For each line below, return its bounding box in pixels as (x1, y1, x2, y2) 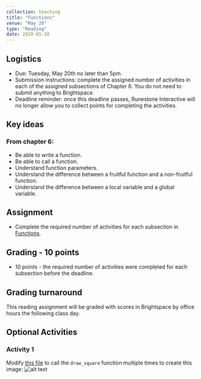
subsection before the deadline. (14, 270, 94, 277)
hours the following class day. (6, 309, 80, 317)
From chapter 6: (6, 137, 54, 146)
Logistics (6, 54, 42, 64)
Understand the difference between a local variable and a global (14, 183, 175, 190)
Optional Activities (6, 327, 78, 337)
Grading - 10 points (6, 247, 79, 258)
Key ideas (6, 119, 44, 130)
